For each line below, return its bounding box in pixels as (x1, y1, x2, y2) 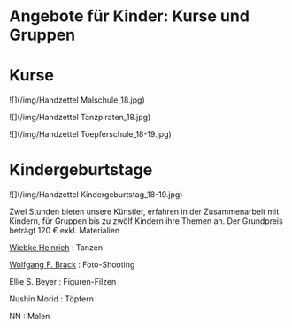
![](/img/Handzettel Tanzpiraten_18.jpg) (9, 112, 151, 123)
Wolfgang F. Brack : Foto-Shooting (9, 259, 135, 271)
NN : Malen (9, 311, 50, 322)
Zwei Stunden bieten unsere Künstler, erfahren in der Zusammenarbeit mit (9, 206, 280, 217)
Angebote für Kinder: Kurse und (9, 6, 250, 27)
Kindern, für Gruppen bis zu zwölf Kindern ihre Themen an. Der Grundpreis (9, 216, 283, 226)
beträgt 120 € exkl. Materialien (9, 225, 120, 236)
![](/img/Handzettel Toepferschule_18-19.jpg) (9, 129, 173, 140)
